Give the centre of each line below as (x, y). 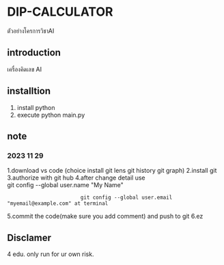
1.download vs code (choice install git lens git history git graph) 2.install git (112, 171)
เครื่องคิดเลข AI (25, 69)
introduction (34, 53)
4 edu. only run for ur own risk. (51, 254)
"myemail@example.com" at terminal (58, 204)
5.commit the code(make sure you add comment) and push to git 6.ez (105, 217)
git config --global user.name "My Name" (66, 185)
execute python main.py (51, 115)
